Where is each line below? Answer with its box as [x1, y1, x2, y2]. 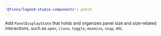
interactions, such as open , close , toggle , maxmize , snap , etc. [5, 25, 124, 31]
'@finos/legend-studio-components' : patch [5, 7, 92, 12]
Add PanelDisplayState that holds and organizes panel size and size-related [5, 20, 157, 26]
